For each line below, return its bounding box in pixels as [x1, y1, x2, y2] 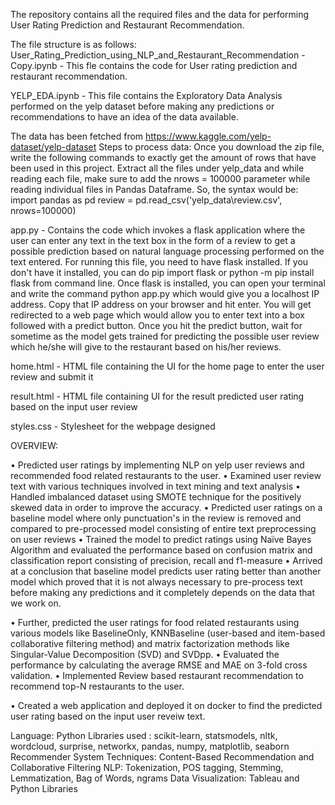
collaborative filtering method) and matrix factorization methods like [10, 638, 290, 649]
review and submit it [10, 371, 94, 383]
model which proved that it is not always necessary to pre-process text [10, 576, 303, 588]
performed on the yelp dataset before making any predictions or [10, 100, 275, 112]
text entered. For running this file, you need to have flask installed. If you [10, 256, 309, 268]
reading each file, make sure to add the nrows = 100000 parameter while [10, 173, 311, 184]
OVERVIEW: [10, 440, 59, 451]
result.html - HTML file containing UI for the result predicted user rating [10, 390, 305, 402]
